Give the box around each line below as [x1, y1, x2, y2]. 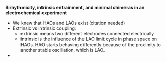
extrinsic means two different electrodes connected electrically [20, 31, 154, 36]
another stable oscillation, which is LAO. [20, 47, 105, 53]
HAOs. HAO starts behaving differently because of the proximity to [20, 42, 161, 48]
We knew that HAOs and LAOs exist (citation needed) [12, 20, 126, 26]
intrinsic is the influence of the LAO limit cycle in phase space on [20, 36, 157, 42]
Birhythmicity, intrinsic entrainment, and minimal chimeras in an [5, 5, 145, 10]
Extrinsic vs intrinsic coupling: [12, 25, 76, 31]
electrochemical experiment [5, 10, 67, 16]
